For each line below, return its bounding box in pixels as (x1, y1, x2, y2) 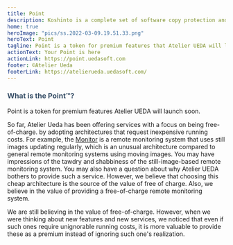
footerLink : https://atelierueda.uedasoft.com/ (7, 68, 148, 75)
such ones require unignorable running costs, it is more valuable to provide (7, 222, 222, 230)
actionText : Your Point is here (7, 49, 101, 56)
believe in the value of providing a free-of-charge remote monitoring (7, 187, 202, 195)
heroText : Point (7, 36, 54, 43)
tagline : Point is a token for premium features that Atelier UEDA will (7, 42, 222, 49)
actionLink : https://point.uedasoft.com (7, 56, 126, 62)
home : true (7, 23, 39, 30)
